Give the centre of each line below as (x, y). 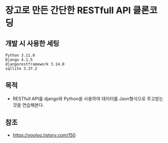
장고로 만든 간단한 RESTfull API (68, 10)
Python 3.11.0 (20, 55)
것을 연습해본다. (28, 105)
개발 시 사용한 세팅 (32, 43)
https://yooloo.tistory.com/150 (44, 135)
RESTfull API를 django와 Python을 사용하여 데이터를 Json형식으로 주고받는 (88, 98)
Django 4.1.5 (19, 60)
